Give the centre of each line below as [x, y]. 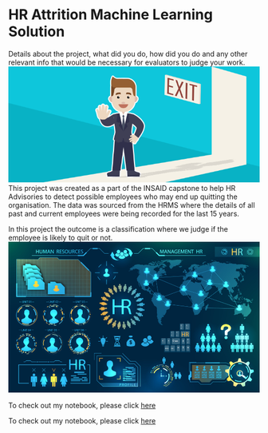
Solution [37, 32]
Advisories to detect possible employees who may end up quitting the [123, 197]
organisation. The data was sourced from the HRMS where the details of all [132, 205]
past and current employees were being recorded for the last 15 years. [124, 213]
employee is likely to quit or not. [61, 237]
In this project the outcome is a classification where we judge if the [118, 228]
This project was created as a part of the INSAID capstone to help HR [122, 188]
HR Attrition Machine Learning [110, 15]
